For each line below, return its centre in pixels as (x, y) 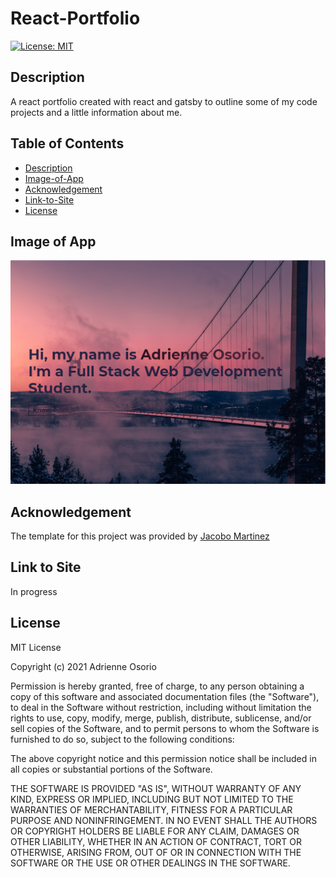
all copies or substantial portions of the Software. (111, 769)
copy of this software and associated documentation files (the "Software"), (165, 696)
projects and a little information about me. (96, 112)
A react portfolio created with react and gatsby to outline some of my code (164, 101)
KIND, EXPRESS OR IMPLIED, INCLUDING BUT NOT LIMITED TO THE (152, 799)
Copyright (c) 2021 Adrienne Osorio (83, 666)
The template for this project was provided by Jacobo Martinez (140, 536)
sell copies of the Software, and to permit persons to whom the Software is (165, 728)
